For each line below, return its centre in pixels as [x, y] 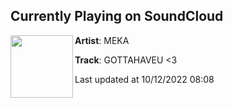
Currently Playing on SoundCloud [117, 16]
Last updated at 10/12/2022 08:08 [144, 79]
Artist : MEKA [102, 40]
